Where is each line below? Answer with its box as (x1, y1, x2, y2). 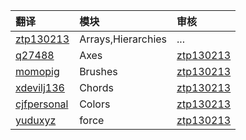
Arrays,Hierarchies (79, 32, 168, 46)
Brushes (79, 65, 118, 78)
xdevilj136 (15, 81, 65, 94)
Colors (79, 97, 111, 111)
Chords (79, 81, 114, 94)
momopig (15, 65, 60, 78)
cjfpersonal (15, 97, 69, 111)
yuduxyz (15, 114, 57, 127)
